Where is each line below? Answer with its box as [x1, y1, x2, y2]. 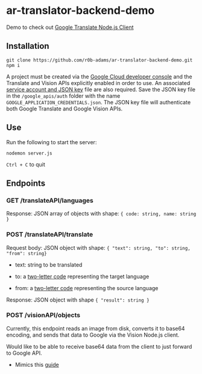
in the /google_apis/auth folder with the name [6, 92, 121, 100]
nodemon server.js [6, 150, 52, 156]
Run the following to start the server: [6, 138, 97, 145]
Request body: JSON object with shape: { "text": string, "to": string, [6, 244, 191, 251]
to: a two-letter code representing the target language [14, 273, 150, 280]
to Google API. [6, 349, 42, 357]
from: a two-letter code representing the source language [14, 284, 159, 291]
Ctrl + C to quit [6, 160, 45, 168]
